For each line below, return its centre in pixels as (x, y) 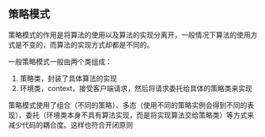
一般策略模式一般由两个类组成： (60, 61)
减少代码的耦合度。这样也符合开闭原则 (70, 124)
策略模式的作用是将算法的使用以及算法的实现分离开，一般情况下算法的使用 (129, 35)
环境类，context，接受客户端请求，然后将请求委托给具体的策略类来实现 (136, 88)
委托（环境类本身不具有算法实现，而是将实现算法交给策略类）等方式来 (140, 115)
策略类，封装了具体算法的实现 (68, 78)
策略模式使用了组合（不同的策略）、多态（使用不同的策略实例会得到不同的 (128, 105)
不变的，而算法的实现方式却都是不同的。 (88, 44)
